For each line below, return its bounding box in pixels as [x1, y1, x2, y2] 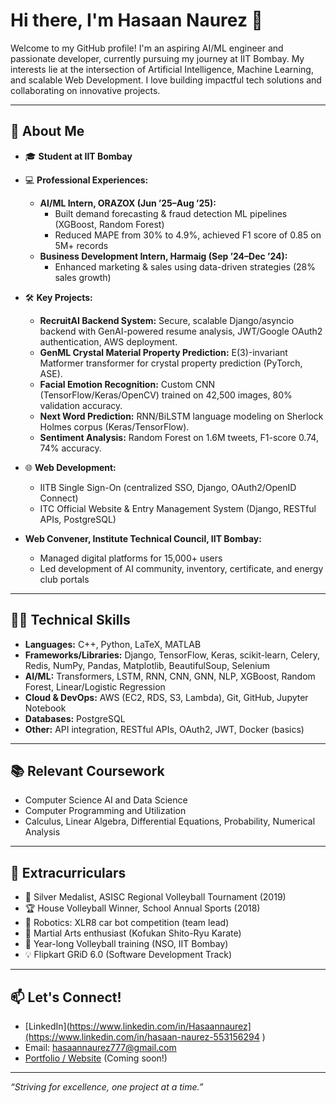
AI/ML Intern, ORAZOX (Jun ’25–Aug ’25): [39, 197, 217, 209]
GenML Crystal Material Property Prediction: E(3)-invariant [39, 346, 288, 358]
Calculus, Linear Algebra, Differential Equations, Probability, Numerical [24, 815, 316, 828]
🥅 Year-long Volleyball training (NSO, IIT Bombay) [24, 938, 229, 950]
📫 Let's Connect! [10, 989, 122, 1006]
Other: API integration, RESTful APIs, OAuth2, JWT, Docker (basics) [24, 723, 305, 735]
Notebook [24, 702, 67, 714]
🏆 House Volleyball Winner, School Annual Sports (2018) [24, 902, 261, 914]
